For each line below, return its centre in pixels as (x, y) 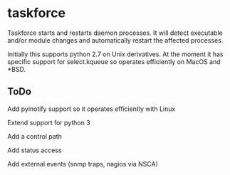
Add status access (35, 150)
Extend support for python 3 (49, 122)
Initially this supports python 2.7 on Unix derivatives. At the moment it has (115, 54)
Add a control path (35, 136)
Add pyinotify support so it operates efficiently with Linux (92, 109)
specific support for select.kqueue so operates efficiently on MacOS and (114, 61)
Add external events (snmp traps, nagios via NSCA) (83, 164)
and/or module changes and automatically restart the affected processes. (115, 40)
